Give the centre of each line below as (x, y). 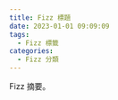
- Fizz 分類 (38, 59)
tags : (19, 34)
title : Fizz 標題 (40, 18)
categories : (31, 51)
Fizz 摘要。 (30, 86)
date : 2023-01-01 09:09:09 (59, 26)
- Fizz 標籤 (38, 43)
